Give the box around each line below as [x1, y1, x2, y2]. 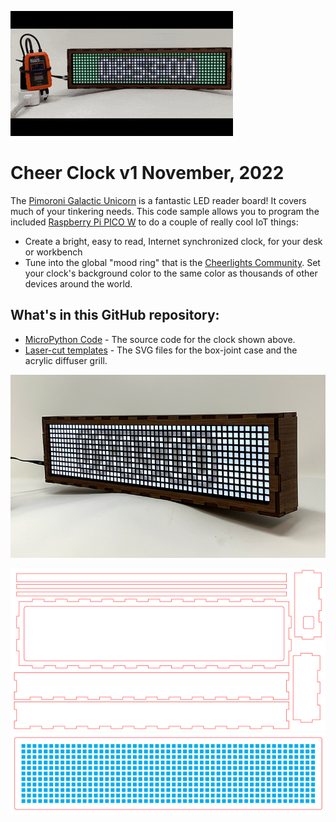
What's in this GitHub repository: [10, 307, 220, 324]
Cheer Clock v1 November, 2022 [10, 162, 285, 185]
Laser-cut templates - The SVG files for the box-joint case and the [24, 344, 298, 356]
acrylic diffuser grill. [24, 354, 108, 366]
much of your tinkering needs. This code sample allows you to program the [10, 205, 320, 217]
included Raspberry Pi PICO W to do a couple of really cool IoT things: [10, 216, 299, 228]
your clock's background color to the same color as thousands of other [24, 267, 318, 279]
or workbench [24, 246, 83, 258]
